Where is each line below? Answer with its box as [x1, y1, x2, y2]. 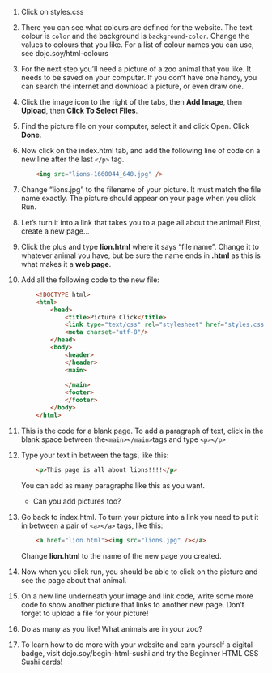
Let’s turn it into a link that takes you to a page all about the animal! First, [20, 217, 262, 227]
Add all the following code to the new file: [20, 275, 160, 285]
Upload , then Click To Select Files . [20, 105, 138, 115]
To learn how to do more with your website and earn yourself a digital [20, 640, 253, 649]
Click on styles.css [20, 7, 84, 16]
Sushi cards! [20, 657, 63, 667]
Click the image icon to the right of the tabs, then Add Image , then [20, 97, 243, 106]
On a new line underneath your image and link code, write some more [20, 591, 254, 601]
